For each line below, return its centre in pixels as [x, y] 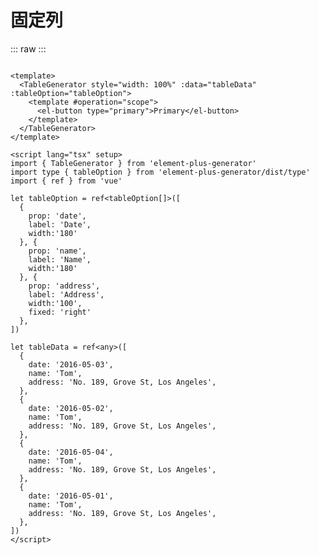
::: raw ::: [28, 48]
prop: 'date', [57, 216]
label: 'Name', [60, 259]
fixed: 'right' [60, 312]
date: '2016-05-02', [71, 408]
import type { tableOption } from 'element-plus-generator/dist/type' [160, 172]
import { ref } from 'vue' [66, 181]
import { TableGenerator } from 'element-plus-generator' [133, 163]
